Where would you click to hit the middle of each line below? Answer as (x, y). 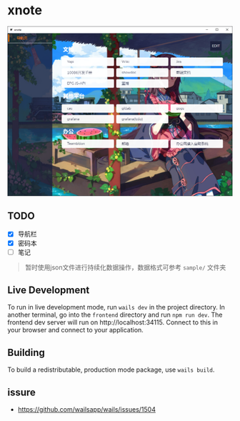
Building (26, 352)
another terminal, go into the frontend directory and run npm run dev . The (115, 315)
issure (21, 392)
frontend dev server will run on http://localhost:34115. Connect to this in (113, 322)
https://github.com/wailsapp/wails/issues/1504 (86, 410)
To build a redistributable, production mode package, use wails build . (111, 370)
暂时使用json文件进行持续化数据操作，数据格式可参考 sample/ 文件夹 (125, 267)
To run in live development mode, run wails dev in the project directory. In (116, 307)
